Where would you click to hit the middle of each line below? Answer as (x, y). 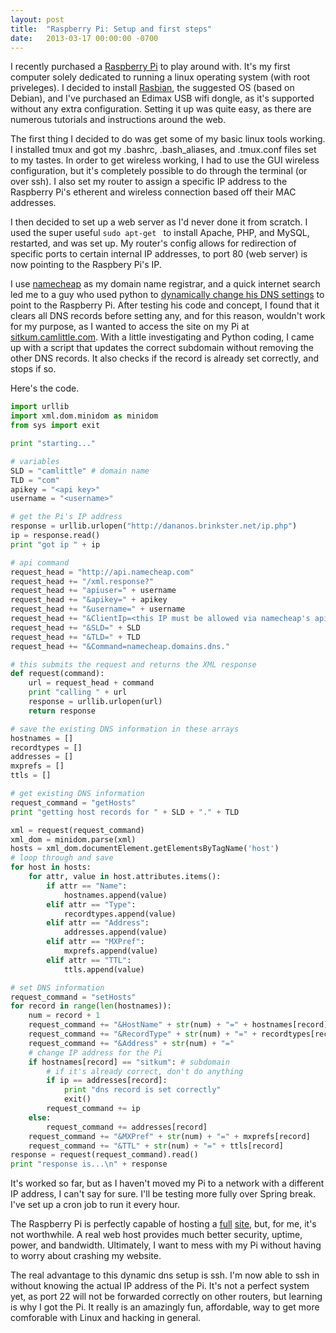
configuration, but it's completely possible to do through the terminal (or (159, 171)
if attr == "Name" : (87, 886)
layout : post (37, 19)
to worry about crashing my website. (86, 1256)
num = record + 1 (64, 1016)
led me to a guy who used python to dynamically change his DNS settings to (167, 295)
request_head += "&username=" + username (98, 609)
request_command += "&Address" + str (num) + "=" (131, 1043)
